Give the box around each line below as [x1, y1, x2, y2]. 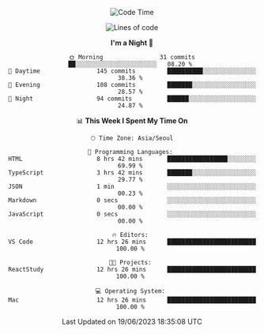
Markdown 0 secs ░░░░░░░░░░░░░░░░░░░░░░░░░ [8, 197, 256, 205]
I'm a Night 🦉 [111, 38, 153, 47]
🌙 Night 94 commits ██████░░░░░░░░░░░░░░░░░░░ [8, 95, 256, 103]
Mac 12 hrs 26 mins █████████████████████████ [8, 296, 256, 304]
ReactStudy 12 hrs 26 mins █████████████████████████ [8, 265, 256, 273]
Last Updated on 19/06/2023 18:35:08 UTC [62, 317, 202, 326]
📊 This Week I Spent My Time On [76, 116, 188, 126]
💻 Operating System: [95, 287, 165, 295]
